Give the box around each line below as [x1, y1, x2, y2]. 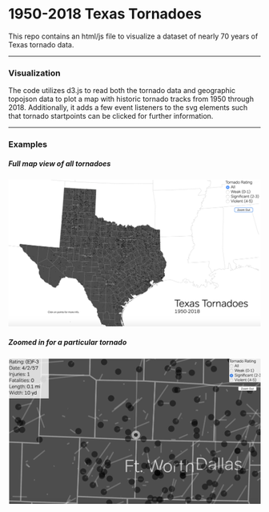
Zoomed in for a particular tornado [8, 337, 127, 347]
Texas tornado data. [8, 39, 74, 49]
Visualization [8, 67, 61, 79]
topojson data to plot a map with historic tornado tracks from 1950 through [8, 94, 255, 104]
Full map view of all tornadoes [8, 158, 111, 169]
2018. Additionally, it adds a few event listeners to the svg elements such [8, 103, 248, 112]
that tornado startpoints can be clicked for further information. [8, 112, 214, 121]
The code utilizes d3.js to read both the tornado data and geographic [8, 86, 236, 95]
